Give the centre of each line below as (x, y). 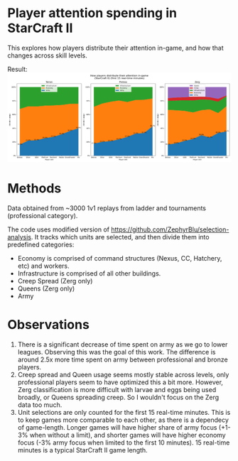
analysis (20, 237)
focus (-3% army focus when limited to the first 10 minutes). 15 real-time (124, 443)
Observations (49, 325)
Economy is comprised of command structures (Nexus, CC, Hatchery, (120, 259)
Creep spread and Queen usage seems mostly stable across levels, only (123, 375)
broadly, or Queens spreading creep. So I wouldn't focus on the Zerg (118, 397)
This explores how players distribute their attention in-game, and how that (115, 48)
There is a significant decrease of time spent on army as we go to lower (123, 345)
